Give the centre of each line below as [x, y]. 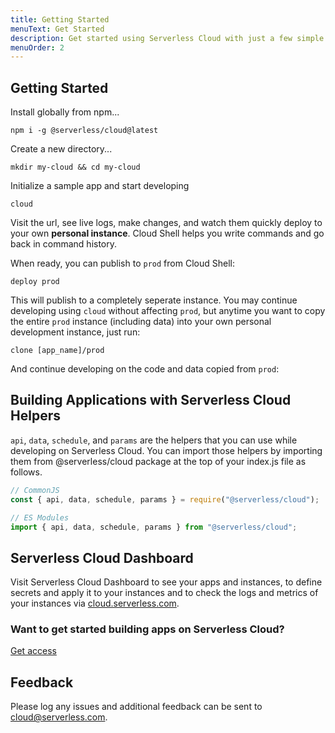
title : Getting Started [60, 19]
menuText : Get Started [57, 29]
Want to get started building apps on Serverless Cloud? [147, 629]
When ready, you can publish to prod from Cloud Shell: [122, 263]
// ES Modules [40, 517]
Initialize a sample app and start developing [100, 186]
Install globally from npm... [65, 112]
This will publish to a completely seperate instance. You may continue [154, 300]
